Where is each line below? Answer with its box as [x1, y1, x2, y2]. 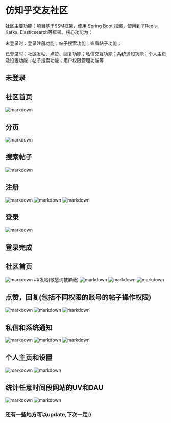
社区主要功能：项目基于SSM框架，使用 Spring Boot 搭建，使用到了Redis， [5, 23, 162, 29]
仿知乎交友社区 [5, 5, 68, 16]
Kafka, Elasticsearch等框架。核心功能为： [5, 29, 93, 35]
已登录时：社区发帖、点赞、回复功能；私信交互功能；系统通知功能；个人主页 [5, 51, 166, 57]
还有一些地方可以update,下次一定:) [5, 411, 92, 418]
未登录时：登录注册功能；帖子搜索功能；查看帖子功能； [5, 39, 121, 46]
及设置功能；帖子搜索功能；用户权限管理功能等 [5, 57, 104, 63]
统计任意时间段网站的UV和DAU [5, 383, 104, 392]
